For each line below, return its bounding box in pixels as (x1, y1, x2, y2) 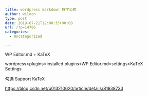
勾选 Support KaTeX (5, 76, 45, 82)
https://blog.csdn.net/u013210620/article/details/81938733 (5, 85, 124, 91)
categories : (5, 29, 29, 34)
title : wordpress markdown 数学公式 (5, 7, 76, 12)
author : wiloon (5, 12, 36, 16)
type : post (5, 16, 27, 21)
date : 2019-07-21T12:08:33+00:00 (5, 20, 73, 26)
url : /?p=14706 (5, 25, 36, 30)
